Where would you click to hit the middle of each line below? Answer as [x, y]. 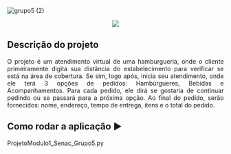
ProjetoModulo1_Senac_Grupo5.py [56, 143]
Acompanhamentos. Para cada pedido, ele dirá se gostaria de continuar [115, 90]
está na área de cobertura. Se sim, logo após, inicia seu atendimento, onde [115, 76]
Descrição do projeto [53, 45]
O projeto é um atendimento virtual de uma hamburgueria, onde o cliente [115, 61]
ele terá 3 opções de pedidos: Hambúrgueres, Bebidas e [115, 83]
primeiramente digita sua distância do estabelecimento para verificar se [115, 68]
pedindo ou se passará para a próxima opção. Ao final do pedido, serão [115, 98]
